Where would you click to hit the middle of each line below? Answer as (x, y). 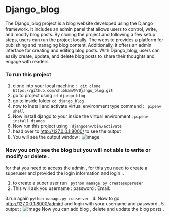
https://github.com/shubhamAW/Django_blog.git (63, 91)
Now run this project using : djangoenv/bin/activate (67, 126)
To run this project (28, 74)
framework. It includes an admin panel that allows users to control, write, (81, 29)
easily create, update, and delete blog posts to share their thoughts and (80, 56)
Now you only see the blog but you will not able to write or (78, 150)
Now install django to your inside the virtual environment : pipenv (80, 116)
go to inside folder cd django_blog (48, 101)
